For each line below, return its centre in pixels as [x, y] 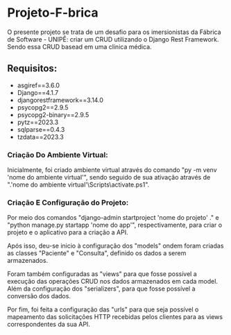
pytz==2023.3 [38, 122]
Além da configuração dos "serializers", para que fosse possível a [101, 289]
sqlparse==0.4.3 [41, 129]
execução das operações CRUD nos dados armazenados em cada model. [113, 282]
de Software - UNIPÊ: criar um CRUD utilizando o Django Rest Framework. [113, 39]
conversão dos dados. [39, 296]
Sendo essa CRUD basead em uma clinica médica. [79, 46]
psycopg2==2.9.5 [43, 107]
